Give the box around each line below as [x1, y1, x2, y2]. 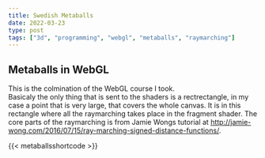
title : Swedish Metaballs [8, 11, 93, 20]
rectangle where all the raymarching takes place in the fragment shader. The [8, 109, 258, 118]
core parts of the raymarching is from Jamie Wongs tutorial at [8, 118, 210, 127]
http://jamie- [210, 118, 252, 127]
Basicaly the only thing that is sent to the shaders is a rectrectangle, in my [8, 92, 249, 102]
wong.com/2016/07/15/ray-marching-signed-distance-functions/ [8, 126, 220, 135]
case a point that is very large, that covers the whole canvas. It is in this [8, 100, 241, 111]
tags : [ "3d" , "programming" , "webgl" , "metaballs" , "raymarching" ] [8, 33, 236, 42]
